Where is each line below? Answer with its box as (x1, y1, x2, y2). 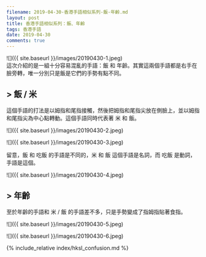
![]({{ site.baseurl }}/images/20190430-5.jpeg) (6, 220, 124, 227)
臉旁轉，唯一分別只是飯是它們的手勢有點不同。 (6, 69, 124, 77)
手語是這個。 (6, 159, 39, 166)
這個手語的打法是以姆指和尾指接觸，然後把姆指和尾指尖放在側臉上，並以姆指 (6, 106, 200, 114)
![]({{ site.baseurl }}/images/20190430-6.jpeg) (6, 232, 124, 240)
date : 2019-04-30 (6, 32, 51, 38)
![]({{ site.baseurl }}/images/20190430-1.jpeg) (6, 55, 123, 61)
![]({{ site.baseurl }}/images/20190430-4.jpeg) (6, 171, 124, 178)
